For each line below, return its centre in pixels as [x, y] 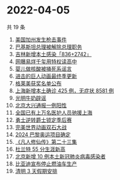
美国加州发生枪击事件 [41, 39]
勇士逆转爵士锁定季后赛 [43, 120]
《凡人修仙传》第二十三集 [46, 141]
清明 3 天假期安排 [36, 171]
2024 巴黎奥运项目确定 [43, 134]
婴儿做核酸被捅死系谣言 [43, 68]
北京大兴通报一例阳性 [41, 105]
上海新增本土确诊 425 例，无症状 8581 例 [64, 91]
